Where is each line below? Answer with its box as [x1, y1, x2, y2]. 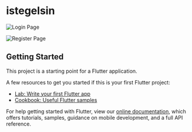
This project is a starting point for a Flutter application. [6, 67, 137, 75]
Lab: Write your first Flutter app [14, 90, 91, 97]
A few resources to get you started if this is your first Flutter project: [6, 79, 170, 86]
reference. [6, 120, 31, 127]
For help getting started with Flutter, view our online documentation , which [6, 107, 187, 115]
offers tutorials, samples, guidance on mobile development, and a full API [6, 114, 183, 121]
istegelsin [6, 4, 55, 18]
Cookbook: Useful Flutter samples [14, 96, 97, 103]
